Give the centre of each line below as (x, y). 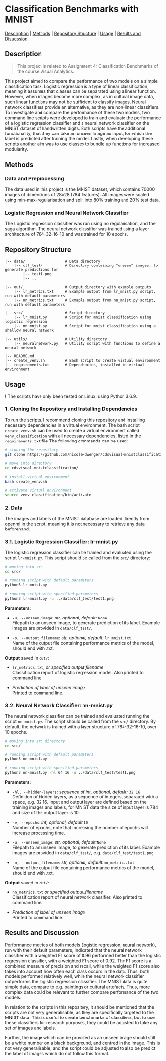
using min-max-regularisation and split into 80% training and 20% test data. (83, 200)
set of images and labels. (31, 1028)
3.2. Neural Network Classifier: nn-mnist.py (59, 706)
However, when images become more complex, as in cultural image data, (80, 96)
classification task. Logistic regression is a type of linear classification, (77, 86)
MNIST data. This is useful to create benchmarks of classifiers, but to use (80, 1017)
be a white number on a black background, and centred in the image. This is (83, 1043)
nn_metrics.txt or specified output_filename (58, 892)
